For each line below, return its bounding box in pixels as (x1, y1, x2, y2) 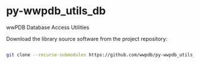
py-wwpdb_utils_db (6, 4, 106, 18)
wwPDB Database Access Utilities (6, 24, 89, 31)
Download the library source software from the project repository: (6, 35, 168, 42)
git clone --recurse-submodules (6, 52, 86, 57)
